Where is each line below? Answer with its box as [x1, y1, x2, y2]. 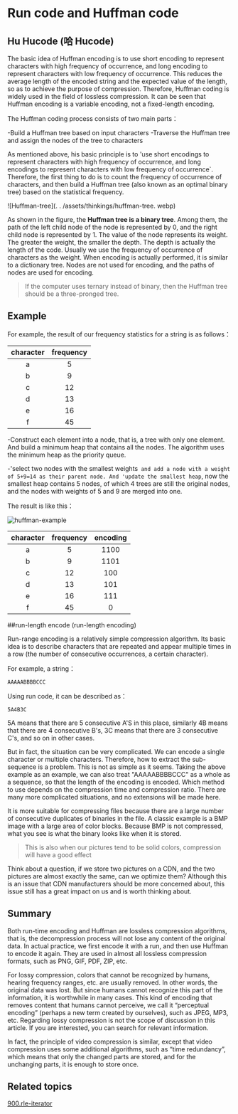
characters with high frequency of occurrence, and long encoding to [7, 62, 208, 70]
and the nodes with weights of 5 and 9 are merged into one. [7, 487, 183, 495]
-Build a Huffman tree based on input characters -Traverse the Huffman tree [7, 129, 231, 137]
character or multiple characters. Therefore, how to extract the [7, 755, 190, 763]
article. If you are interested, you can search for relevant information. [7, 1023, 209, 1032]
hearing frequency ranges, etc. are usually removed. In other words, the [7, 978, 218, 987]
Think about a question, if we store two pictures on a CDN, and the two [7, 864, 215, 873]
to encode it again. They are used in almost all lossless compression [7, 949, 207, 957]
